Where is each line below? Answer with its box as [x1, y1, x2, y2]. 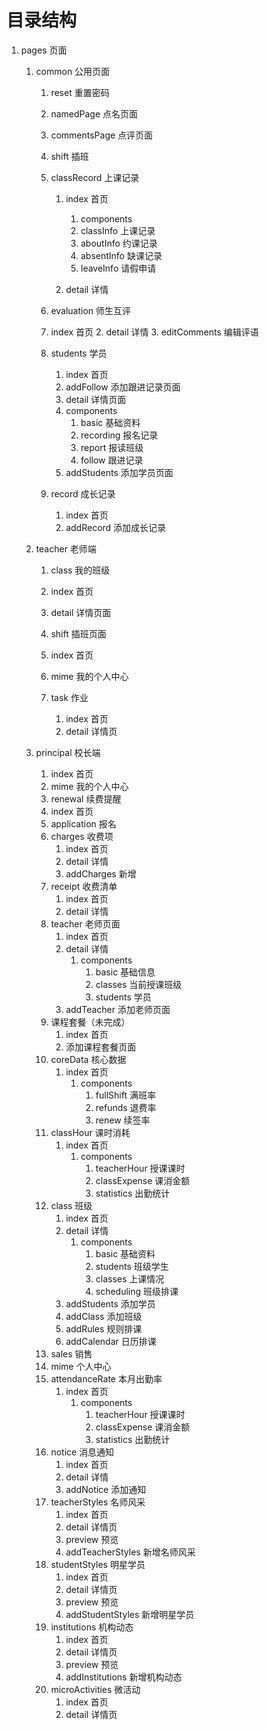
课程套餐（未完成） [50, 1016, 131, 1028]
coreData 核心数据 [50, 1053, 127, 1065]
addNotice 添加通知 [65, 1483, 147, 1495]
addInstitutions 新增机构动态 [65, 1671, 183, 1683]
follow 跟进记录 [80, 454, 144, 466]
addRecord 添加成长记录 [65, 521, 167, 533]
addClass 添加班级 [65, 1310, 143, 1322]
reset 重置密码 [50, 86, 110, 98]
